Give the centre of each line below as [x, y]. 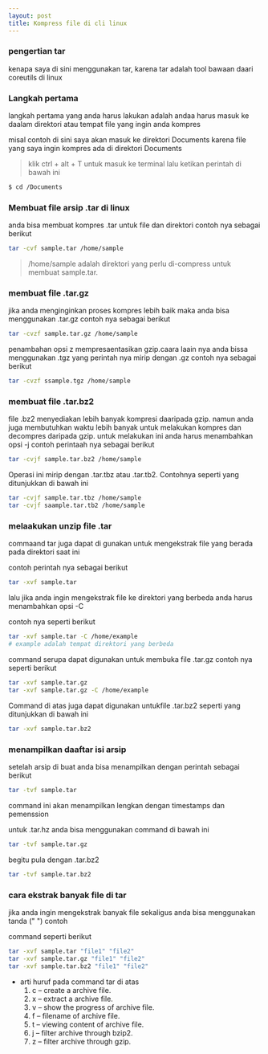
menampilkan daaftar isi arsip [67, 750]
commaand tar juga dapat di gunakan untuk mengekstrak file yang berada [131, 544]
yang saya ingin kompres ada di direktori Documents [95, 149]
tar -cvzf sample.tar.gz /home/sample [73, 334]
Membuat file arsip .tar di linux [69, 207]
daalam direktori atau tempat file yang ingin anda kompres [104, 125]
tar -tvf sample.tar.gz [48, 844]
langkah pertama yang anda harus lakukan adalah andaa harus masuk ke [129, 116]
